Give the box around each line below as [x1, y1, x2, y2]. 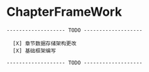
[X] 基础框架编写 [12, 47, 57, 54]
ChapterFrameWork [6, 4, 122, 20]
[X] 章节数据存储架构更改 [12, 40, 77, 47]
